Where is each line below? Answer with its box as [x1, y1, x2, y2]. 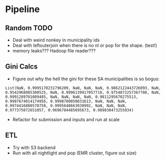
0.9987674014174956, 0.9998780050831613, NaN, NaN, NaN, [5, 98, 127, 104]
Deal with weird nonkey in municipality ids [12, 37, 100, 43]
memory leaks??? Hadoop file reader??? [12, 48, 96, 53]
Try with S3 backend [12, 144, 56, 150]
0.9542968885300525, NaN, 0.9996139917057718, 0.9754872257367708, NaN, [5, 90, 161, 95]
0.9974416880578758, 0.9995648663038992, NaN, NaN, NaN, [5, 103, 127, 108]
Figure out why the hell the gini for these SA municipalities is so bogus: [12, 76, 160, 82]
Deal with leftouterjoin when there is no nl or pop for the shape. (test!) [12, 42, 157, 48]
